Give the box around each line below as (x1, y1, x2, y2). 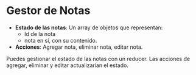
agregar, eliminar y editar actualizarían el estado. (6, 62, 129, 69)
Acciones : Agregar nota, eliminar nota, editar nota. (15, 43, 143, 51)
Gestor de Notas (6, 4, 91, 18)
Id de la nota (24, 30, 56, 37)
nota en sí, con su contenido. (24, 37, 97, 44)
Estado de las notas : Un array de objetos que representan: (15, 24, 163, 31)
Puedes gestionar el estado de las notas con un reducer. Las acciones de (6, 55, 191, 62)
